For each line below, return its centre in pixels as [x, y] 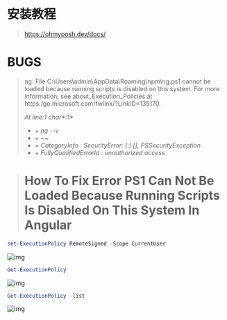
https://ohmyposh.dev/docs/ [65, 34]
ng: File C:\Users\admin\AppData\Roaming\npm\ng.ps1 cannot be [118, 81]
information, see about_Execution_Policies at [88, 96]
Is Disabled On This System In [112, 210]
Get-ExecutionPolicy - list [46, 296]
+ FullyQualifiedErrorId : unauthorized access [100, 152]
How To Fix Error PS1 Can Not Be [119, 181]
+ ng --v [47, 130]
